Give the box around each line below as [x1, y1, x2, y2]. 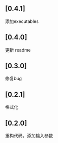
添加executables [5, 18, 39, 24]
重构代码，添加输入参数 [5, 133, 53, 139]
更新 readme [5, 47, 31, 53]
